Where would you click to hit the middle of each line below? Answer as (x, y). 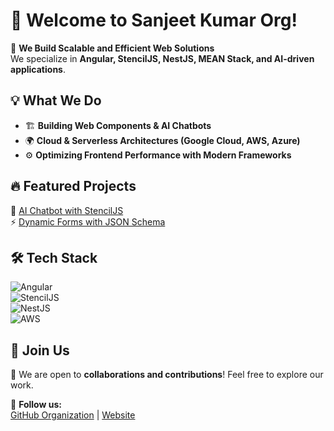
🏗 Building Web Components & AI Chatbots (118, 125)
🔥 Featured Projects (73, 186)
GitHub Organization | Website (73, 415)
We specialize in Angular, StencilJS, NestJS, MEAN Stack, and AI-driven (162, 58)
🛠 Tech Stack (54, 257)
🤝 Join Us (40, 350)
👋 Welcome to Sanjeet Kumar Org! (154, 20)
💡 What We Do (56, 100)
